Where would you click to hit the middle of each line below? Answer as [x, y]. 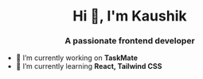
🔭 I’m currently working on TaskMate [76, 58]
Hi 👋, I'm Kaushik [130, 16]
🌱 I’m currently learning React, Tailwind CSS [89, 66]
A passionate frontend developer [130, 41]
